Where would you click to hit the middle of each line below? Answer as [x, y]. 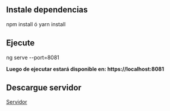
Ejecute [21, 43]
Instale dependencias [47, 10]
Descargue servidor [44, 88]
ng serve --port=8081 [33, 57]
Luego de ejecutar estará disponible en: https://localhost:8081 [85, 69]
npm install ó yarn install [36, 24]
